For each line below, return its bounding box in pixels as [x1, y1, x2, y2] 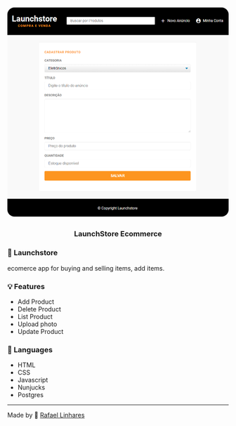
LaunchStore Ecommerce [73, 229, 163, 239]
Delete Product [17, 305, 61, 314]
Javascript [17, 376, 48, 385]
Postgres [17, 391, 44, 399]
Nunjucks [17, 383, 46, 392]
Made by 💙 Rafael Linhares [7, 411, 85, 420]
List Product [17, 313, 53, 321]
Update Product [17, 328, 64, 336]
